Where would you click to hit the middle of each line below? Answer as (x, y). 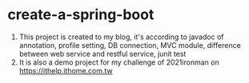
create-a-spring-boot (81, 15)
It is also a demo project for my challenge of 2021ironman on (119, 62)
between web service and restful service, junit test (102, 53)
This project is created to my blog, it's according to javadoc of (121, 37)
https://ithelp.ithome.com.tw (66, 70)
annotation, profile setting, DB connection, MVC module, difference (130, 45)
